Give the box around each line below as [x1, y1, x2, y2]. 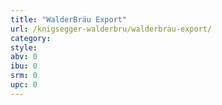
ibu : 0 [10, 61, 38, 71]
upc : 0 [10, 80, 38, 90]
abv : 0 [10, 52, 38, 62]
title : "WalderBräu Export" [10, 14, 128, 25]
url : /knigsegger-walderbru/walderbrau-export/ [10, 24, 213, 34]
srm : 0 [10, 71, 38, 81]
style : [10, 42, 38, 53]
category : [10, 33, 52, 43]
